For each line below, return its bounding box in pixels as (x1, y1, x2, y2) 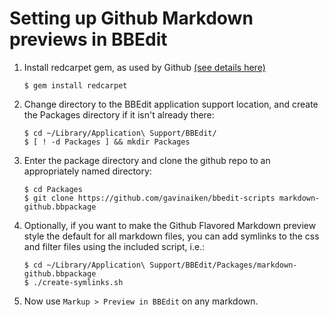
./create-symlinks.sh (33, 277, 124, 287)
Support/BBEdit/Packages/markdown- (149, 260, 298, 270)
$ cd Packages (23, 184, 83, 194)
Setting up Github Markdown (9, 7, 254, 30)
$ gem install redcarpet (23, 80, 128, 91)
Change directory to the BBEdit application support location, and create (23, 98, 319, 110)
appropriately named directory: (23, 165, 152, 177)
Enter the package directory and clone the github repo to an (23, 154, 271, 166)
